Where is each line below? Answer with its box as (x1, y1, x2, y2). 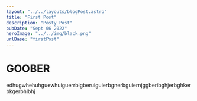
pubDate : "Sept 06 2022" (6, 25, 67, 31)
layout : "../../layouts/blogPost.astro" (6, 8, 108, 15)
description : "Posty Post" (6, 20, 73, 26)
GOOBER (6, 62, 50, 75)
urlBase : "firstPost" (6, 36, 60, 42)
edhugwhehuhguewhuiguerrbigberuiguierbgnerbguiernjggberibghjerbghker (6, 81, 191, 89)
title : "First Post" (6, 14, 57, 20)
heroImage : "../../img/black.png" (6, 31, 92, 37)
